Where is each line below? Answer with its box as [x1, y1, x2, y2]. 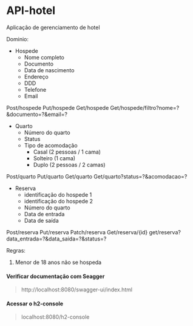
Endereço [24, 73, 49, 80]
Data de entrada [24, 210, 65, 217]
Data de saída [24, 217, 59, 224]
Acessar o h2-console [6, 300, 64, 307]
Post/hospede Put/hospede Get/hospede [6, 104, 109, 111]
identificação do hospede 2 [24, 197, 93, 205]
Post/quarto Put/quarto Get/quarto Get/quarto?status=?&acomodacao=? [6, 172, 188, 180]
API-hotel [6, 4, 56, 18]
